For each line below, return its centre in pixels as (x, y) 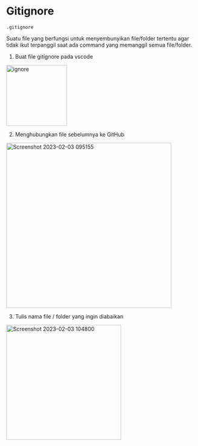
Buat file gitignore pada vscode (54, 56)
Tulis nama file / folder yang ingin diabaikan (69, 316)
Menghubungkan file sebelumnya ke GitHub (70, 134)
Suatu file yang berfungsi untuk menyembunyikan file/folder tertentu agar (98, 38)
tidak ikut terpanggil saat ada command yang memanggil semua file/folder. (99, 45)
